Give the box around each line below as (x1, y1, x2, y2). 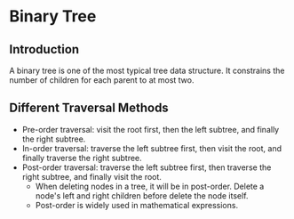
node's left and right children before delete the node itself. (35, 190, 249, 201)
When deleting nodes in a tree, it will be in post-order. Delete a (35, 181, 265, 191)
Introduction (9, 42, 80, 57)
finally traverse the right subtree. (21, 152, 142, 163)
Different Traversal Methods (9, 101, 169, 116)
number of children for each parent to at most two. (9, 75, 195, 85)
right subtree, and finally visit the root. (21, 171, 163, 182)
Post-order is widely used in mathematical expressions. (35, 199, 238, 210)
